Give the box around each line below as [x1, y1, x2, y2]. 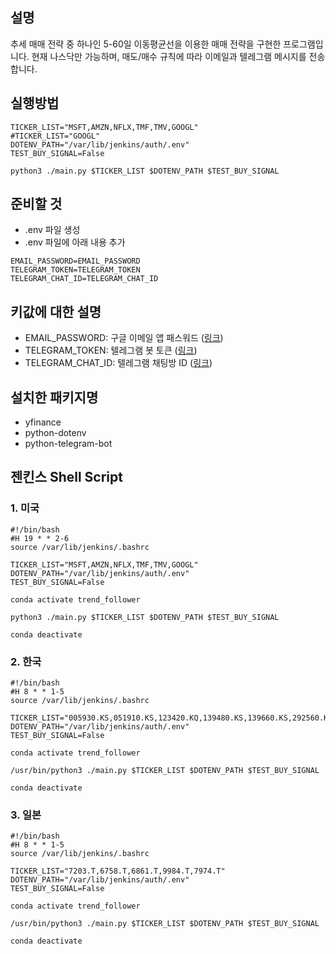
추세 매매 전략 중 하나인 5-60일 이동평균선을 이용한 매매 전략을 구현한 [10, 38, 282, 50]
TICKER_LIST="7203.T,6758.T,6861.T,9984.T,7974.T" [10, 866, 226, 877]
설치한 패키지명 [10, 389, 99, 406]
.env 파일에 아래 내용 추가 [24, 236, 126, 248]
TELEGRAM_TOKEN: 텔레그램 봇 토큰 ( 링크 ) [24, 344, 198, 357]
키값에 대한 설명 [10, 303, 102, 320]
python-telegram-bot [24, 438, 113, 450]
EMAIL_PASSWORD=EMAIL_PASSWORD [10, 256, 141, 267]
